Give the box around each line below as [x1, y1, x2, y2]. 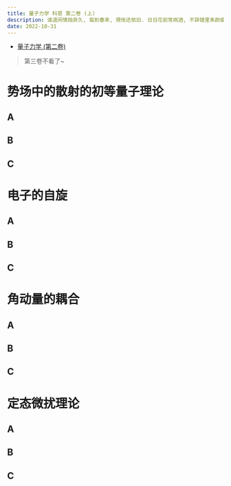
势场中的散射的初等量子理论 [7, 84, 164, 100]
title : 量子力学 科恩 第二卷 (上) [7, 10, 96, 17]
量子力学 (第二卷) [16, 43, 66, 51]
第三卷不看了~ [23, 57, 65, 65]
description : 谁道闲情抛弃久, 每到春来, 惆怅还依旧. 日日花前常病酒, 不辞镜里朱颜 [7, 16, 221, 23]
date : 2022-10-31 [7, 23, 57, 30]
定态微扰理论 [7, 395, 80, 411]
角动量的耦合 [7, 292, 80, 308]
